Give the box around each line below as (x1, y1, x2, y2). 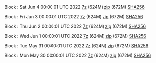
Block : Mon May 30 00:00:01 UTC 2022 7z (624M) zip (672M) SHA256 (4, 52, 151, 58)
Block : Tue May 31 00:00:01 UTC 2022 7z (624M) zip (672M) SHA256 (4, 43, 149, 49)
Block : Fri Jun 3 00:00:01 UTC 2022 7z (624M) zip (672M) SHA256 (4, 14, 143, 19)
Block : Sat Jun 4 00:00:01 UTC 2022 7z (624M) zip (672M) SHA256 (4, 4, 145, 10)
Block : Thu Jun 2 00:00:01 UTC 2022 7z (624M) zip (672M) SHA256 (4, 23, 146, 29)
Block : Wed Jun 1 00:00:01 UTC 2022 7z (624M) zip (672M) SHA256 (4, 33, 147, 39)
